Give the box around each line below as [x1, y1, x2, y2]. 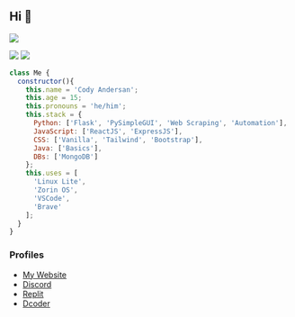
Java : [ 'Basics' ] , [32, 143, 103, 153]
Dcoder [22, 298, 51, 309]
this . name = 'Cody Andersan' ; [25, 85, 139, 95]
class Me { [9, 68, 50, 77]
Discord [22, 278, 52, 289]
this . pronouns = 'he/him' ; [25, 102, 127, 111]
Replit [22, 288, 44, 299]
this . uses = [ [25, 168, 78, 178]
